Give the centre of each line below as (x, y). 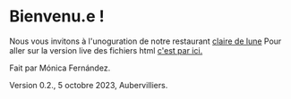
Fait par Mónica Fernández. (60, 68)
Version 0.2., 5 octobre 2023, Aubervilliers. (89, 85)
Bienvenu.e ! (57, 16)
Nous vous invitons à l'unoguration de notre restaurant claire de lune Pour (145, 41)
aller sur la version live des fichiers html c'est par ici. (106, 50)
